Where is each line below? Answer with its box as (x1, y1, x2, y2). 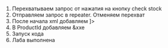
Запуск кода (11, 30, 44, 37)
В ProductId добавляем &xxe (11, 24, 85, 31)
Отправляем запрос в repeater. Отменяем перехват (11, 11, 145, 18)
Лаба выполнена (11, 37, 55, 43)
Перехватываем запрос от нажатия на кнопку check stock (11, 5, 162, 12)
